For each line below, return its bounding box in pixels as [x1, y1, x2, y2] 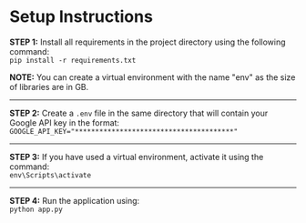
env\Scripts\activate [9, 170, 92, 179]
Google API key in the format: [9, 117, 120, 128]
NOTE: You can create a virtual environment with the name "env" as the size [9, 71, 296, 83]
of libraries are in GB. [9, 81, 89, 92]
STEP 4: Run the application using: [9, 195, 140, 206]
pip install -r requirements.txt [9, 56, 137, 65]
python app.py [9, 205, 64, 214]
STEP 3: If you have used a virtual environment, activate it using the [9, 151, 264, 162]
